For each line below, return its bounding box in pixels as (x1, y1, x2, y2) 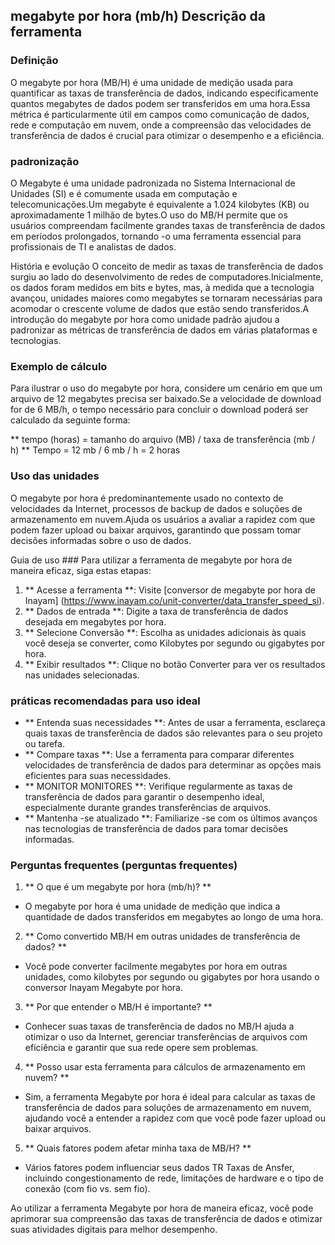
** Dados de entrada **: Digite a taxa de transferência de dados (24, 605, 289, 617)
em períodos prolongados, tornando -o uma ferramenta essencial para (10, 230, 302, 242)
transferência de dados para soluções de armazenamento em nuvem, (24, 1102, 312, 1114)
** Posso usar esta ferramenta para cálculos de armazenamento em (24, 1061, 306, 1073)
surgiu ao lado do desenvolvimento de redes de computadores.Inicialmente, (10, 270, 324, 283)
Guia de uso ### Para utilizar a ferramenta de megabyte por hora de (10, 554, 293, 566)
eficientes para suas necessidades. (24, 769, 172, 781)
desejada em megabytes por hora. (24, 615, 167, 628)
